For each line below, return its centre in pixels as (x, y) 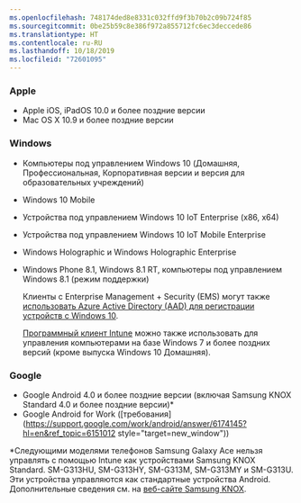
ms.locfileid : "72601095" (58, 59)
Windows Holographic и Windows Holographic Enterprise (129, 252)
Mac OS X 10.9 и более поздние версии (98, 120)
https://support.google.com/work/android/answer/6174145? (137, 423)
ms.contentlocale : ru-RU (56, 43)
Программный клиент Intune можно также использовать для (140, 333)
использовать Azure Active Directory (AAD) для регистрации (138, 306)
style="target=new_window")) (173, 433)
